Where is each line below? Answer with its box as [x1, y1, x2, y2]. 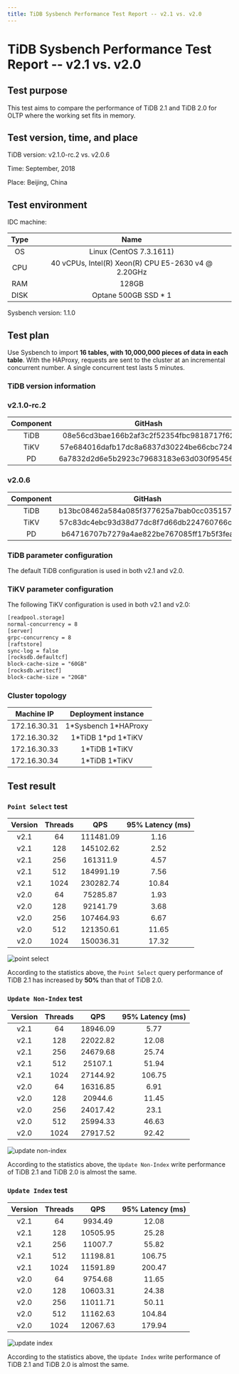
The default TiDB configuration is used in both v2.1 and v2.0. [7, 566, 185, 574]
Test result [7, 780, 56, 792]
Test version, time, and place [7, 132, 139, 144]
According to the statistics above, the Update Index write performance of [7, 1352, 221, 1361]
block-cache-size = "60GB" [7, 661, 87, 668]
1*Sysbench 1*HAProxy [65, 721, 149, 731]
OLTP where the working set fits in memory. [7, 111, 137, 120]
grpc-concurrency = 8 [7, 634, 72, 641]
